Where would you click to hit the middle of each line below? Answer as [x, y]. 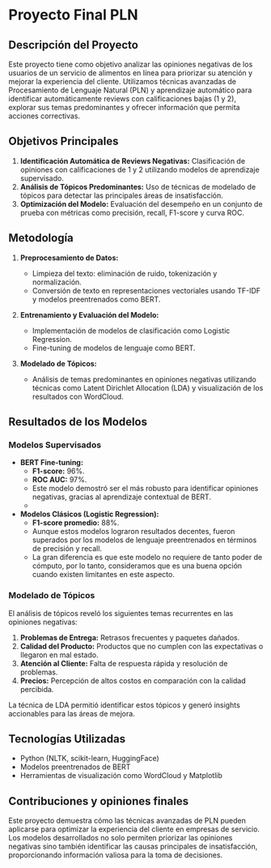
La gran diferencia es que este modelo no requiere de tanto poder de [147, 558]
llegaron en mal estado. [59, 655]
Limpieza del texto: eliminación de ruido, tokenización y [125, 273]
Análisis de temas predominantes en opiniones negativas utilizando [144, 379]
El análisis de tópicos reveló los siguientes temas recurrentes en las [121, 613]
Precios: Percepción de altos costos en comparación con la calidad [133, 680]
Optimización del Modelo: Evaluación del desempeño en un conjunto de [141, 203]
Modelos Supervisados [55, 445]
